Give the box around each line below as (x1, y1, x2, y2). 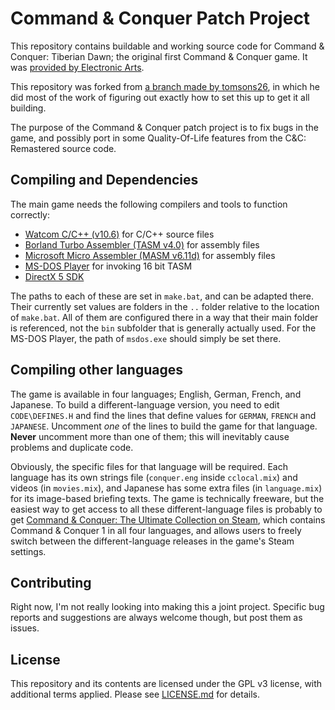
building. (10, 102, 47, 114)
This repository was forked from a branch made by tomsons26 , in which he (10, 80, 320, 92)
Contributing (10, 574, 92, 591)
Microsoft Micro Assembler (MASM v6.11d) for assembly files (24, 249, 276, 261)
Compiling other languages (10, 362, 183, 379)
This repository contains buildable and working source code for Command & (10, 40, 325, 52)
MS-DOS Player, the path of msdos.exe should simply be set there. (10, 332, 282, 344)
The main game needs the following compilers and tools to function (10, 198, 288, 210)
